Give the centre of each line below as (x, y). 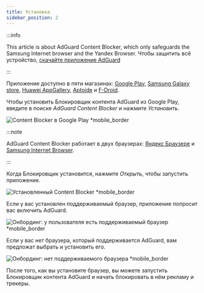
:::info (13, 35)
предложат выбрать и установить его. (56, 247)
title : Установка (28, 12)
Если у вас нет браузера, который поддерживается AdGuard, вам (92, 240)
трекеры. (18, 283)
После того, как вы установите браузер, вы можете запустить (87, 270)
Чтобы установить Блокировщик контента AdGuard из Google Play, (93, 102)
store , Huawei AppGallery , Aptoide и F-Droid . (63, 90)
